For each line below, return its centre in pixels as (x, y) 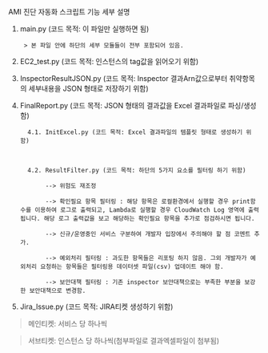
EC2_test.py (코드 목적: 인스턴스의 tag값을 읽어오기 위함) (109, 61)
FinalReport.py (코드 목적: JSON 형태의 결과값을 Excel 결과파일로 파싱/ (132, 105)
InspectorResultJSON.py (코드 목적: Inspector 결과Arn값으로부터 (124, 78)
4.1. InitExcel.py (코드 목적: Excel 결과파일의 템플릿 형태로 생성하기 (135, 132)
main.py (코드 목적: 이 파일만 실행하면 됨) (84, 29)
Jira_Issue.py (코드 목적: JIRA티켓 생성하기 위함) (96, 306)
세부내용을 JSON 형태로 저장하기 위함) (89, 88)
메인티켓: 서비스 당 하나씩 (68, 324)
